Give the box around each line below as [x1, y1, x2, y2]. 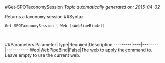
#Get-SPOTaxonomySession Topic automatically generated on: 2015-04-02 [5, 4, 160, 10]
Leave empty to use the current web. [5, 52, 81, 58]
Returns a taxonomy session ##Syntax [5, 14, 83, 19]
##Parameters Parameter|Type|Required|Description [5, 41, 113, 47]
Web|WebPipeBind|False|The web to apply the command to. [29, 47, 152, 53]
